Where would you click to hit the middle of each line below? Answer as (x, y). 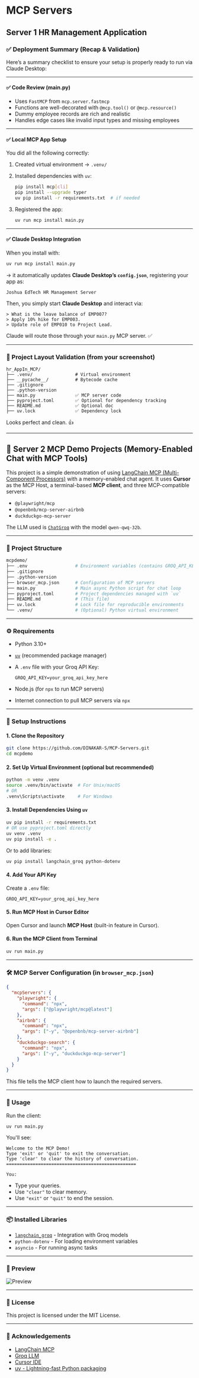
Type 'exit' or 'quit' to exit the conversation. (69, 1154)
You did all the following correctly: (48, 153)
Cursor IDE (28, 1362)
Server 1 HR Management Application (76, 32)
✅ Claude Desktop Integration (44, 239)
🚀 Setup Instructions (36, 721)
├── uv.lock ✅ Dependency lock (64, 411)
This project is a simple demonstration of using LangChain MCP (84, 472)
